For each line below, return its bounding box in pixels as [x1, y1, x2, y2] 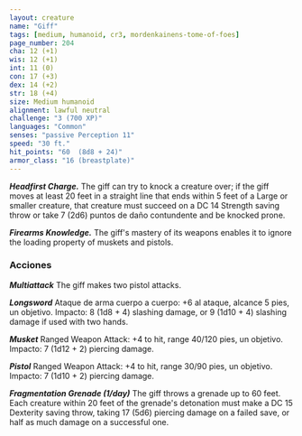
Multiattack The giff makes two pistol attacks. [9, 279, 182, 290]
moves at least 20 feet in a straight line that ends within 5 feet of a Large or [9, 190, 288, 201]
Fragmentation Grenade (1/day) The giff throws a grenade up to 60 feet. [9, 387, 281, 398]
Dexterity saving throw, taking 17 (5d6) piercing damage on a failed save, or [9, 407, 290, 418]
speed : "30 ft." [9, 139, 70, 148]
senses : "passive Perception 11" [9, 131, 135, 140]
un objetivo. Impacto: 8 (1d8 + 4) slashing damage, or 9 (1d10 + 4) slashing [9, 306, 287, 317]
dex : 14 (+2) [9, 80, 59, 89]
